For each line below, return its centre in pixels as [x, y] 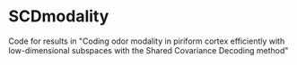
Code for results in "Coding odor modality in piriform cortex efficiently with [147, 41]
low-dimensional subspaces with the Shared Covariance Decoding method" [148, 50]
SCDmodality [59, 16]
